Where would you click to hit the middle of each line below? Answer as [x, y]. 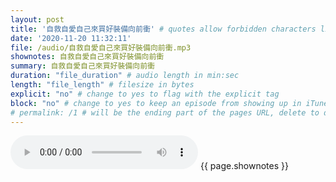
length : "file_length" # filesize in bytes [102, 85]
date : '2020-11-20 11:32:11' [71, 38]
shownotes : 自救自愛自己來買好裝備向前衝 [87, 57]
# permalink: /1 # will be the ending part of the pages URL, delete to [165, 112]
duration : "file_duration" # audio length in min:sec [125, 76]
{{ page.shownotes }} [244, 166]
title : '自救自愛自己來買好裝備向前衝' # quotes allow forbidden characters [163, 29]
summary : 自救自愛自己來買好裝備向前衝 [82, 66]
